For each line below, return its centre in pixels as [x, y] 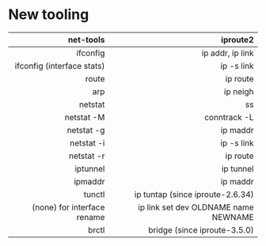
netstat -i [87, 142]
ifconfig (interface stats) [60, 66]
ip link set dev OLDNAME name [196, 207]
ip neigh [239, 91]
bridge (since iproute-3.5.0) [201, 229]
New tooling [49, 15]
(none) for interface [68, 207]
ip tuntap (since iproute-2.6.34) [194, 194]
